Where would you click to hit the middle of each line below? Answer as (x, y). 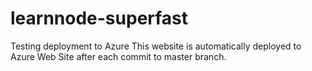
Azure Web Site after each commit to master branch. (118, 56)
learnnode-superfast (99, 18)
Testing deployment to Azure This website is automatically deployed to (156, 46)
